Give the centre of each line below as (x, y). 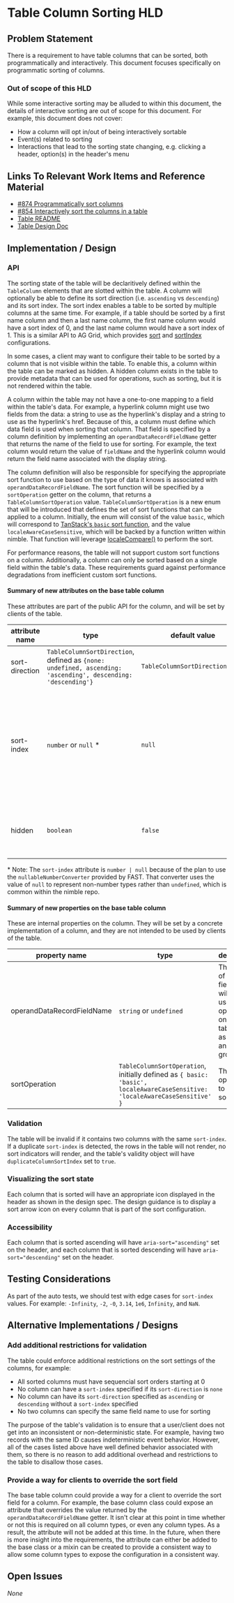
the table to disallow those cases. (55, 1462)
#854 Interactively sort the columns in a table (83, 212)
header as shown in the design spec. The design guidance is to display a (111, 1201)
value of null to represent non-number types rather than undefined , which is (117, 884)
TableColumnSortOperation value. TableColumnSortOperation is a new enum (114, 502)
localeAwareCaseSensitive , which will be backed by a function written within (117, 532)
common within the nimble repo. (53, 892)
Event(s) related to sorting (55, 139)
